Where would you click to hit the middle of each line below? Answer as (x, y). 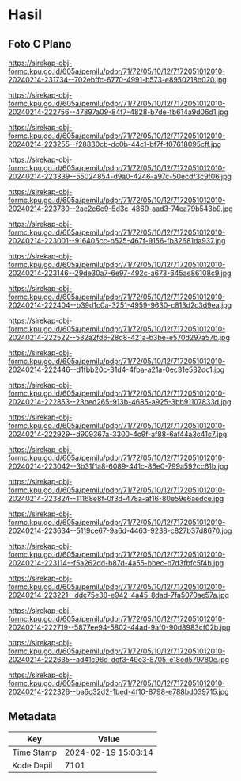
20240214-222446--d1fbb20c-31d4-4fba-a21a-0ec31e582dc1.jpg (117, 369)
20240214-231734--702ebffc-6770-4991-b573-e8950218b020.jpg (117, 80)
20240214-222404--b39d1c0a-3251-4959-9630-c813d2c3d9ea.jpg (120, 305)
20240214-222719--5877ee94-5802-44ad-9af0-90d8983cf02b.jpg (119, 627)
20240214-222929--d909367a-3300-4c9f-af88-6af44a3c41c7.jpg (118, 434)
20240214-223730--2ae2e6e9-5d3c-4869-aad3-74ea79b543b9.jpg (120, 209)
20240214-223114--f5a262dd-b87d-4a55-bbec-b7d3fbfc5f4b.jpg (116, 563)
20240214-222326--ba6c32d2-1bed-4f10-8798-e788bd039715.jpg (119, 692)
